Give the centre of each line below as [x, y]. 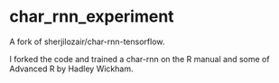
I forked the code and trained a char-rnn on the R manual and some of [139, 59]
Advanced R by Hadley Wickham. [71, 69]
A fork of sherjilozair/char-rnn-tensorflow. [87, 41]
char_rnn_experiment [92, 17]
